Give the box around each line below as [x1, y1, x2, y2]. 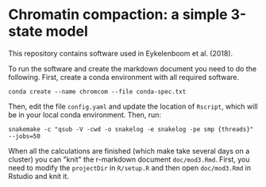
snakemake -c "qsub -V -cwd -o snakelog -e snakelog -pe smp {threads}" [8, 125, 254, 133]
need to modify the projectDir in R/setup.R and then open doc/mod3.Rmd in [8, 162, 252, 172]
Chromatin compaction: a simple [8, 6, 228, 24]
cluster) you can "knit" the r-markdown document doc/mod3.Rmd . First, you [8, 155, 250, 164]
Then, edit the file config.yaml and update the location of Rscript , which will [8, 101, 258, 111]
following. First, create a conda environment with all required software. [8, 72, 240, 82]
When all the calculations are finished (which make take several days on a [8, 146, 250, 155]
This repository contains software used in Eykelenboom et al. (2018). [8, 48, 233, 58]
